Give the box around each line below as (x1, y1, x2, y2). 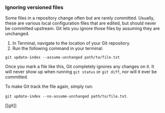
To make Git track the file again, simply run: (5, 84, 94, 89)
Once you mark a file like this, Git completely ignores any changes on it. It (5, 63, 154, 70)
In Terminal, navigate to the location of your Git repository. (12, 40, 131, 46)
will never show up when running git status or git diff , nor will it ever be (5, 69, 157, 75)
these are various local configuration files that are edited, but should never (5, 20, 157, 26)
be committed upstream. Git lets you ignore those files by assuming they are (5, 26, 160, 31)
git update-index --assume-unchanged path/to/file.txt (5, 55, 120, 60)
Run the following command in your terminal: (12, 46, 103, 52)
